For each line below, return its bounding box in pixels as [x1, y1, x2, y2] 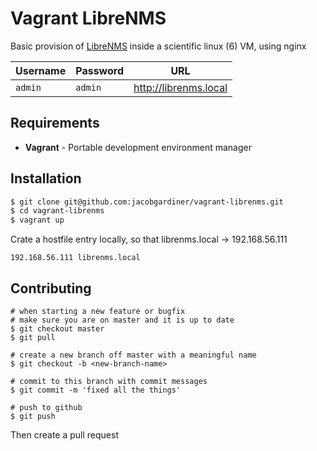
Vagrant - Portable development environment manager [24, 141, 252, 153]
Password [75, 63, 124, 77]
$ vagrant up [10, 215, 65, 226]
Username [15, 63, 67, 77]
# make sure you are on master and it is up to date [10, 315, 235, 325]
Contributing [10, 280, 92, 297]
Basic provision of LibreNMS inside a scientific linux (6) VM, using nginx [10, 40, 307, 52]
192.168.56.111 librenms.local [10, 253, 141, 263]
